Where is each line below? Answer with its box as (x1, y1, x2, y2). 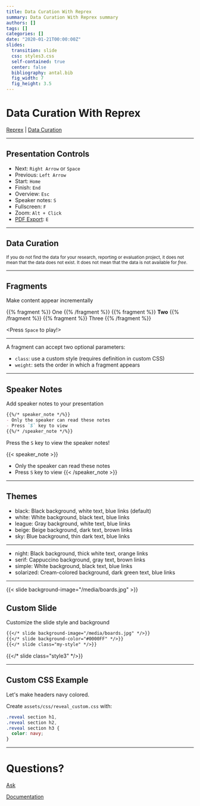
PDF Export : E (14, 215, 49, 222)
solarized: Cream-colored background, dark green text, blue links (14, 569, 176, 576)
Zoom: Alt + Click (14, 209, 62, 216)
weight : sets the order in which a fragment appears (14, 361, 140, 368)
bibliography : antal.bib (11, 70, 73, 76)
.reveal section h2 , (6, 720, 58, 726)
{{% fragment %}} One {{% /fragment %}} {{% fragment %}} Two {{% (6, 308, 180, 316)
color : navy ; (11, 731, 44, 737)
